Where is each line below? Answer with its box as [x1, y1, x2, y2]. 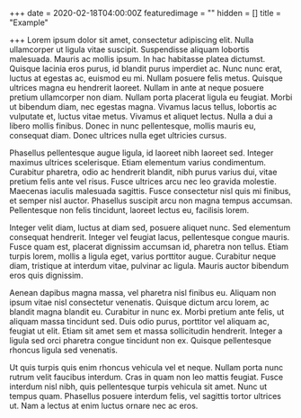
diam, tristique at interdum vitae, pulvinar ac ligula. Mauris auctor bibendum [9, 261, 289, 271]
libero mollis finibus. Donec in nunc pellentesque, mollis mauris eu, [9, 120, 256, 131]
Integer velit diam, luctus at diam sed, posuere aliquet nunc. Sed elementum [9, 222, 291, 233]
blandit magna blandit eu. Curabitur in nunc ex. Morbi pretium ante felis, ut [9, 307, 285, 317]
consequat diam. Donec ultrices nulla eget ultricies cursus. [9, 130, 227, 140]
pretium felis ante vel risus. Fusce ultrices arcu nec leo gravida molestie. [9, 176, 277, 187]
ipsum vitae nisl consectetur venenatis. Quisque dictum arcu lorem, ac [9, 297, 270, 307]
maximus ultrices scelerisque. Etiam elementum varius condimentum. [9, 157, 267, 167]
